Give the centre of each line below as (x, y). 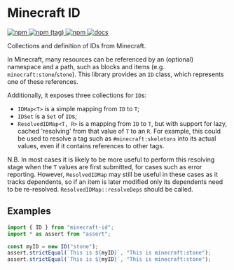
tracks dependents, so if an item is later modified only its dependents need (115, 182)
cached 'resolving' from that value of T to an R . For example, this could (119, 131)
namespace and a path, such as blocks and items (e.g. (86, 66)
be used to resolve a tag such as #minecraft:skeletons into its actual (117, 138)
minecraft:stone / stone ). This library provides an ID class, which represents (116, 74)
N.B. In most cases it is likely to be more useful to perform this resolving (111, 159)
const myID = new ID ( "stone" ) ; (53, 246)
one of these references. (43, 81)
